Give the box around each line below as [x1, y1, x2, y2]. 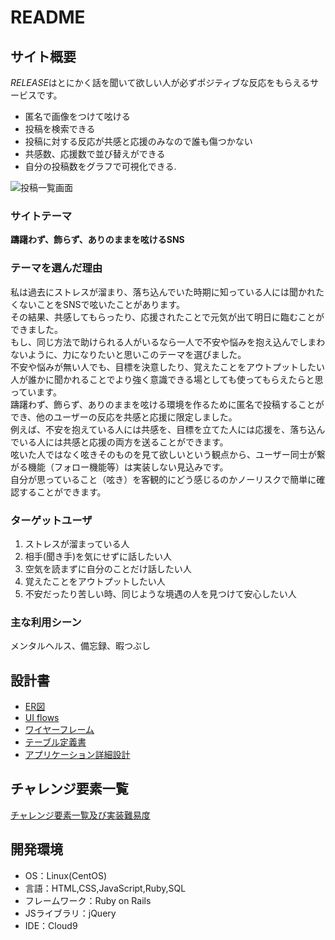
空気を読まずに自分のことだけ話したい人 [24, 562, 192, 575]
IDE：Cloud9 [24, 919, 78, 931]
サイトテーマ [10, 209, 73, 223]
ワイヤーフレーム [24, 724, 95, 735]
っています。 [10, 386, 62, 398]
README [10, 6, 86, 29]
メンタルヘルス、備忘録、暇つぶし [10, 640, 151, 652]
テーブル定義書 [24, 736, 87, 748]
